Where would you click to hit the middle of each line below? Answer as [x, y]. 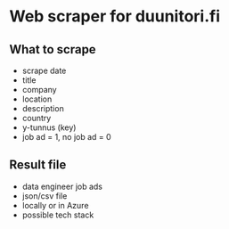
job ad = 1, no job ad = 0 [66, 137]
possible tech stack [58, 215]
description [43, 108]
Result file [38, 165]
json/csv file [45, 196]
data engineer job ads [62, 186]
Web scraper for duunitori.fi [115, 16]
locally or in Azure [55, 205]
